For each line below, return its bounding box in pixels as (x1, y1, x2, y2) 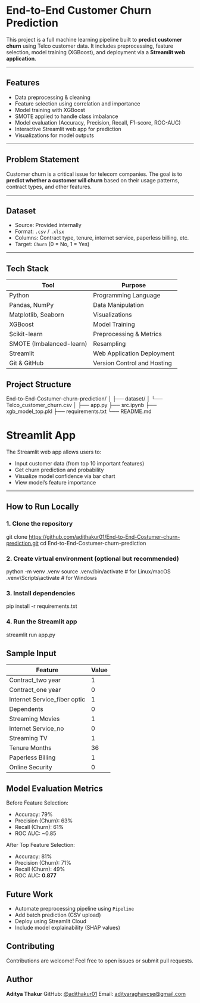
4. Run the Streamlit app (6, 617, 77, 626)
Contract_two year (9, 676, 61, 684)
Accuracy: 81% (14, 853, 52, 860)
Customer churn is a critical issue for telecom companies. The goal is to (6, 170, 183, 178)
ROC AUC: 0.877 (14, 872, 57, 879)
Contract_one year (9, 686, 61, 694)
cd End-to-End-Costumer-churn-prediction (39, 539, 146, 546)
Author (6, 974, 33, 985)
